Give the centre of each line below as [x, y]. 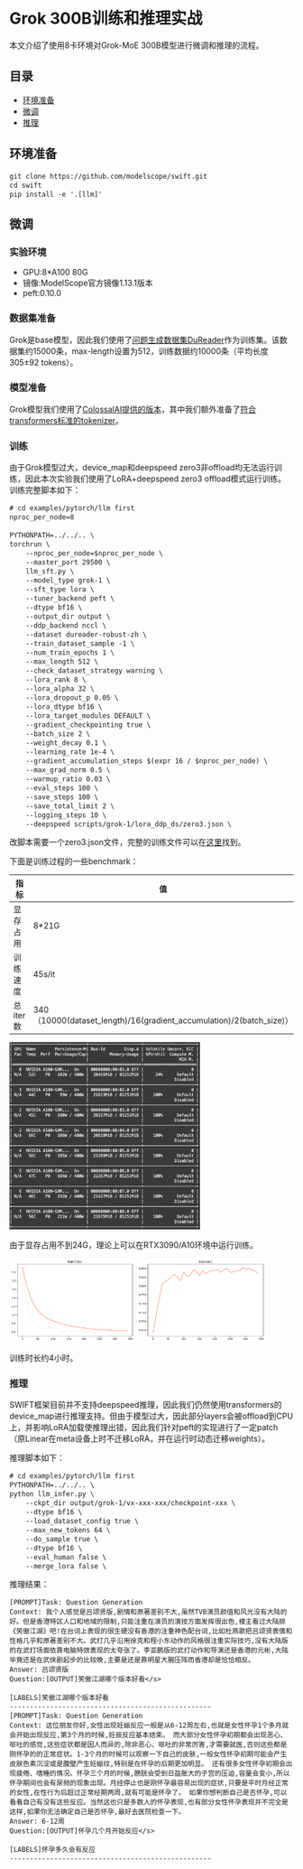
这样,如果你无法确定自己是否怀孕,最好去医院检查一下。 [97, 1812]
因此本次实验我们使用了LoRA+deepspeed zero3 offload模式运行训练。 [156, 479]
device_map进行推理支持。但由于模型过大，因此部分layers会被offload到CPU [151, 1416]
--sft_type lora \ [60, 590]
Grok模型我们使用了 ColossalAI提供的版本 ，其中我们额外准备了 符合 [133, 409]
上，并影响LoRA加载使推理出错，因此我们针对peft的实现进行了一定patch [144, 1427]
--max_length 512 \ [62, 662]
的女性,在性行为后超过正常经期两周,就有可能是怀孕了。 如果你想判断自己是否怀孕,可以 [148, 1793]
